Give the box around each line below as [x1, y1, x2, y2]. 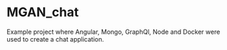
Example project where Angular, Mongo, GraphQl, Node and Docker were [6, 27, 221, 36]
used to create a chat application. [6, 35, 104, 43]
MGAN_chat [6, 4, 79, 20]
